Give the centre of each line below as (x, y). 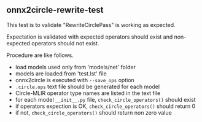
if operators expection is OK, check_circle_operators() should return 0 (105, 106)
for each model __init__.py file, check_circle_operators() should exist (105, 99)
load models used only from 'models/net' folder (76, 67)
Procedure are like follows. (40, 55)
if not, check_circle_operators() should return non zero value (93, 112)
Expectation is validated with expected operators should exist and (90, 37)
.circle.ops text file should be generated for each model (87, 86)
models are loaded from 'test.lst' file (61, 74)
